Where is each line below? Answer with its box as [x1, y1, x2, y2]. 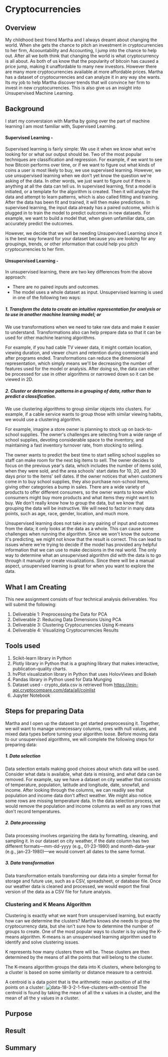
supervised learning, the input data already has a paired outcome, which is [5, 205, 159, 211]
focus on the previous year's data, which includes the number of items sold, [5, 463, 162, 469]
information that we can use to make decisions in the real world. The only [5, 547, 157, 553]
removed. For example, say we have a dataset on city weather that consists [5, 776, 161, 782]
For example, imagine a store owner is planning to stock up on [5, 426, 134, 432]
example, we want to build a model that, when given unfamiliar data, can [5, 215, 154, 221]
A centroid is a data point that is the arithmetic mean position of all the [5, 979, 150, 985]
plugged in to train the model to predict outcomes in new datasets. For [5, 210, 150, 216]
